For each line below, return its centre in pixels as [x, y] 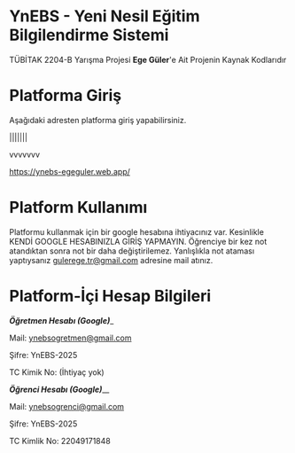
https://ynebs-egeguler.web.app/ [70, 171]
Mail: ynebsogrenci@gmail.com [67, 406]
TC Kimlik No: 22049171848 [60, 441]
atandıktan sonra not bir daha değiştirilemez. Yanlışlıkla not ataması [132, 251]
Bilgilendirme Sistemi [89, 35]
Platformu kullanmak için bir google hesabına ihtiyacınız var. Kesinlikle [136, 231]
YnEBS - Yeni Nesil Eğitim [105, 16]
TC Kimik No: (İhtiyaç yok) [57, 372]
